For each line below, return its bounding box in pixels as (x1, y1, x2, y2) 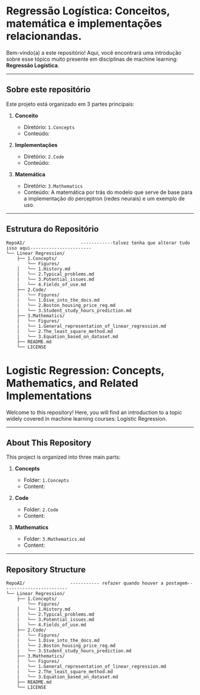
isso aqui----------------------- (6, 245, 92, 251)
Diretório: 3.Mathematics (23, 182, 83, 189)
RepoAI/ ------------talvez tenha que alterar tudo (6, 240, 190, 246)
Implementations (6, 389, 92, 402)
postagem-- (165, 580, 193, 587)
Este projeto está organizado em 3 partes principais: (6, 100, 135, 108)
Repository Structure (6, 564, 86, 575)
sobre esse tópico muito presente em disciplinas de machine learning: (6, 55, 178, 62)
